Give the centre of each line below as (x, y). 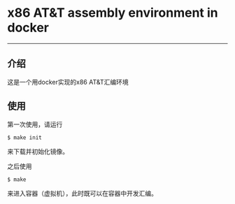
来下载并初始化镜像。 (38, 151)
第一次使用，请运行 (35, 124)
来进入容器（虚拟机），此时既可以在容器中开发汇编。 (82, 193)
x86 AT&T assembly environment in (113, 13)
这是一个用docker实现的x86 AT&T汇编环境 (68, 82)
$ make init (24, 138)
